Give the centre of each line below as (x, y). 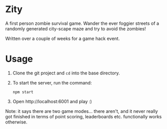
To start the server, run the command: (52, 82)
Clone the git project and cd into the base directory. (66, 73)
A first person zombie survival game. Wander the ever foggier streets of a (82, 23)
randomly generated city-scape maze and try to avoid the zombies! (76, 28)
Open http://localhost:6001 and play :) (52, 101)
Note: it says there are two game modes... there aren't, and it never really (82, 111)
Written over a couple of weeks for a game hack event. (63, 38)
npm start (23, 92)
